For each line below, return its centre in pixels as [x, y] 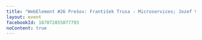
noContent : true [26, 28]
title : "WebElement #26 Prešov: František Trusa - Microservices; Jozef [99, 11]
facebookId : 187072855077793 [43, 22]
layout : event [24, 17]
